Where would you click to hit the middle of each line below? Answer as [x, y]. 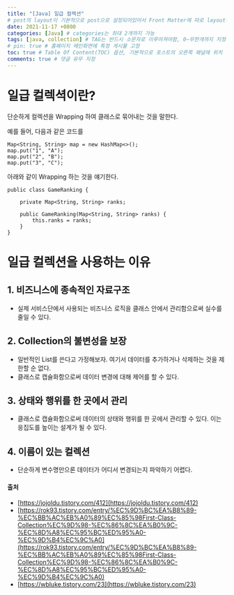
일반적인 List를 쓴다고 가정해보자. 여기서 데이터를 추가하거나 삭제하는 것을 [117, 359]
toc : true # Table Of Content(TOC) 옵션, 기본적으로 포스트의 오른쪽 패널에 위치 [115, 53]
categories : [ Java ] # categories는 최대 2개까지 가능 [81, 33]
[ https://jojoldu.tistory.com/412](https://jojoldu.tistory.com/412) [108, 503]
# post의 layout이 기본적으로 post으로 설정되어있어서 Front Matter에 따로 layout [117, 20]
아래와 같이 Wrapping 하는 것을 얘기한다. [63, 176]
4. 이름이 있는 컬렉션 [49, 452]
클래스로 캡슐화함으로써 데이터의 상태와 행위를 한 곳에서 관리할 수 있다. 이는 [119, 419]
